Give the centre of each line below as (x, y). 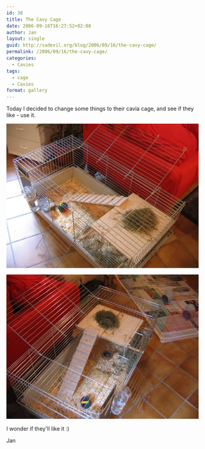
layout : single (26, 39)
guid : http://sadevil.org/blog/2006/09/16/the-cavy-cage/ (81, 45)
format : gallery (27, 91)
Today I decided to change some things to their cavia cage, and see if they (100, 109)
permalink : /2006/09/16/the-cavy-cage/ (57, 52)
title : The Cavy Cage (34, 19)
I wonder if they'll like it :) (38, 429)
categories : (21, 58)
